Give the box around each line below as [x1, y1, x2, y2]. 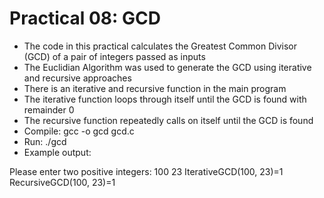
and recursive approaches [23, 72, 132, 84]
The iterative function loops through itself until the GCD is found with [23, 93, 307, 105]
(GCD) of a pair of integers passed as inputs [23, 50, 206, 62]
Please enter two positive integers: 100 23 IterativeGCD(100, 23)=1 [9, 165, 284, 177]
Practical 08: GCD [9, 7, 161, 30]
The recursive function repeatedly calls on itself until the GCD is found [23, 114, 314, 126]
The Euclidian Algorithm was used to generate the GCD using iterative [23, 61, 312, 73]
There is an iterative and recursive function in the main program [23, 82, 287, 94]
